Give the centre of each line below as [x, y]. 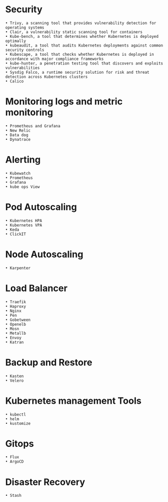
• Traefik [16, 302]
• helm [12, 419]
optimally [16, 41]
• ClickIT [16, 234]
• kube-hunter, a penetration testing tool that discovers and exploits [84, 63]
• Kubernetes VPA [24, 225]
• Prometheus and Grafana [33, 126]
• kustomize [18, 423]
